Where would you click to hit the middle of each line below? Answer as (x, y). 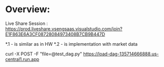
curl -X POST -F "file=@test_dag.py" (44, 54)
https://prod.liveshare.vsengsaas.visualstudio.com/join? (64, 28)
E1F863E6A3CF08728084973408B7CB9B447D (55, 34)
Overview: (28, 9)
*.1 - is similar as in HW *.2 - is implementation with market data (71, 44)
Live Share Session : (27, 23)
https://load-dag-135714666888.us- (121, 54)
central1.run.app (22, 59)
